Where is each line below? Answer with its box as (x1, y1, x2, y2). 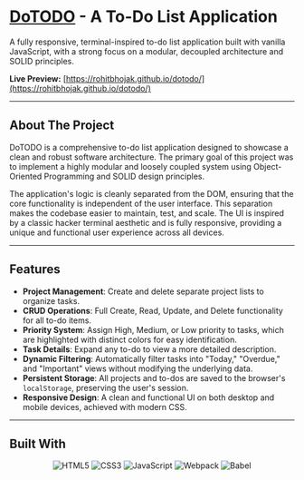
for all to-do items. (22, 315, 92, 326)
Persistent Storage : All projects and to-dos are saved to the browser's (22, 372, 286, 383)
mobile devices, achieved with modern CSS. (22, 401, 187, 412)
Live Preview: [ (9, 73, 66, 83)
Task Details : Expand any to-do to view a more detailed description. (22, 343, 277, 355)
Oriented (9, 171, 43, 181)
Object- (252, 161, 282, 171)
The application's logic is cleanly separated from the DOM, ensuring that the (9, 188, 294, 199)
